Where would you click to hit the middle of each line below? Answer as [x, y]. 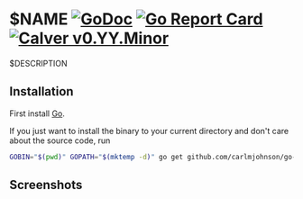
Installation [41, 91]
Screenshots [46, 185]
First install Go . [37, 113]
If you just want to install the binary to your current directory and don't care [149, 131]
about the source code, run [60, 140]
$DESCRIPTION [38, 63]
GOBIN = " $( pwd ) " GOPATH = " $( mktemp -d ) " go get [96, 157]
